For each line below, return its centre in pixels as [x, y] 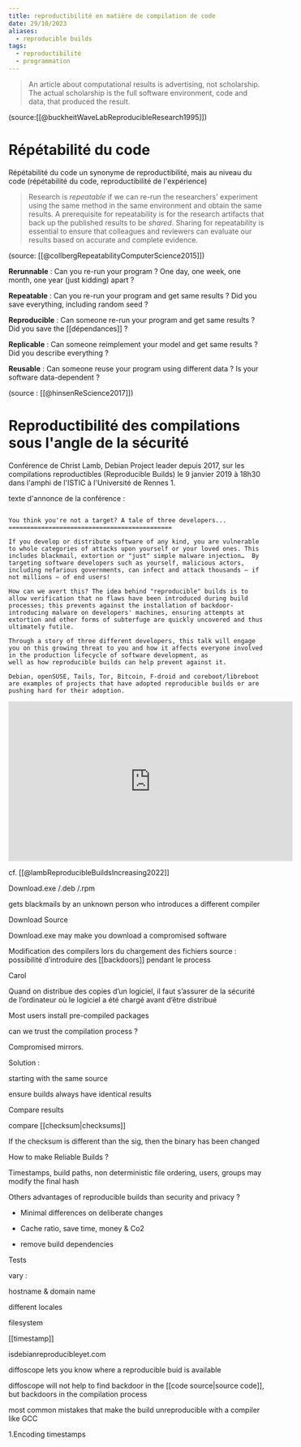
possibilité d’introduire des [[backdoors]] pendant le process [110, 960]
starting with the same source [58, 1078]
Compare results [36, 1110]
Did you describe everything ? [59, 353]
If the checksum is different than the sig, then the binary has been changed [134, 1141]
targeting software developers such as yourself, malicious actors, [127, 563]
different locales [36, 1307]
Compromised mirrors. [46, 1046]
